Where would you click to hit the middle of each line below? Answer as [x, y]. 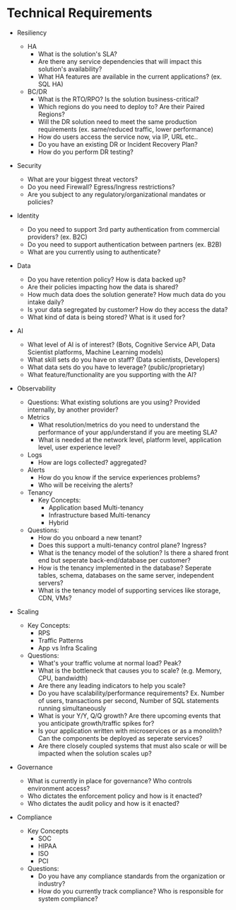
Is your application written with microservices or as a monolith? [130, 731]
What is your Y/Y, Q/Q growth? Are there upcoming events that [129, 715]
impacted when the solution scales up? [95, 753]
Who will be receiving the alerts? [85, 485]
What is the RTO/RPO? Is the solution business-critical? [118, 99]
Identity [28, 215]
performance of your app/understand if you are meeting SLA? [128, 432]
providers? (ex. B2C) [57, 237]
